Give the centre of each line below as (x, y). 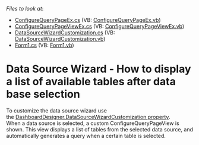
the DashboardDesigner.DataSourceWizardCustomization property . (88, 117)
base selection (43, 94)
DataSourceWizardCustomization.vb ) (60, 39)
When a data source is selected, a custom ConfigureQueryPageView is (93, 123)
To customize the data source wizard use (56, 110)
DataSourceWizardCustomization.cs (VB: (65, 33)
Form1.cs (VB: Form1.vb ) (44, 45)
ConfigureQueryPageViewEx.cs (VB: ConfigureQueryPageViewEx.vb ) (99, 26)
